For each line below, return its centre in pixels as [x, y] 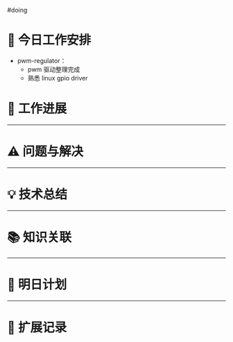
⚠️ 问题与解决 [45, 152]
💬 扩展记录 [37, 327]
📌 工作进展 [37, 109]
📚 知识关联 [40, 237]
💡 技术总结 [37, 194]
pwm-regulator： [42, 60]
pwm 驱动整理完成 [54, 69]
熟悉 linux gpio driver [58, 78]
